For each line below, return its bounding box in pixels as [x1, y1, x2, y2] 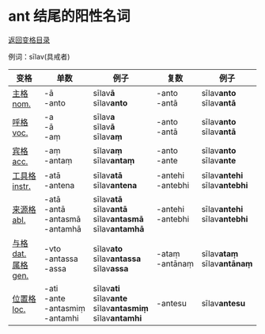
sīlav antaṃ [93, 155, 135, 166]
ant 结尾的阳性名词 [8, 7, 131, 25]
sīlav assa [93, 263, 129, 274]
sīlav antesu [201, 298, 246, 309]
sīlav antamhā [93, 223, 145, 234]
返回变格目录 [8, 35, 50, 44]
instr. [12, 180, 32, 191]
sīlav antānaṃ [201, 258, 253, 269]
